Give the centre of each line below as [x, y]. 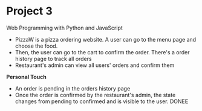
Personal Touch [26, 77]
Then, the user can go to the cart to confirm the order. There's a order [102, 52]
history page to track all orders [53, 59]
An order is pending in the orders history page [73, 88]
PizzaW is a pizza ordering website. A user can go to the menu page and [106, 39]
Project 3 [29, 11]
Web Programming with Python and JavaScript [64, 28]
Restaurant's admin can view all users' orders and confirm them [95, 65]
